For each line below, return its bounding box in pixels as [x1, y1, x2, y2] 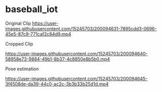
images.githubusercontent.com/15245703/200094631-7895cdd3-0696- [5, 25, 157, 31]
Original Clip [5, 20, 31, 26]
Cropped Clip [5, 40, 34, 47]
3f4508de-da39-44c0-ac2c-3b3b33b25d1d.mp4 [5, 81, 109, 87]
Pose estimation [5, 66, 39, 72]
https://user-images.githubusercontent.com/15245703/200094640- [5, 51, 148, 57]
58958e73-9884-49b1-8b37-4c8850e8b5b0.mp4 [5, 56, 110, 62]
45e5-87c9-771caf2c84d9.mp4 [5, 31, 71, 37]
